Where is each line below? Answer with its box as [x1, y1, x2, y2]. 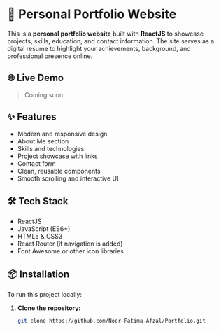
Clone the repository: [17, 304, 81, 312]
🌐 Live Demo [7, 72, 64, 84]
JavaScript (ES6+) [17, 225, 71, 233]
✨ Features [7, 111, 57, 123]
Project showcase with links [17, 152, 98, 160]
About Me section [17, 136, 69, 146]
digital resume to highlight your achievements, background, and [7, 44, 191, 52]
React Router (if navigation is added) [17, 239, 123, 248]
